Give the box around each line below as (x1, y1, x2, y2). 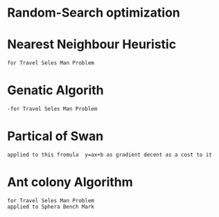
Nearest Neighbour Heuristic (7, 37, 177, 53)
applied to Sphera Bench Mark (7, 203, 95, 210)
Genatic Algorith (7, 83, 104, 98)
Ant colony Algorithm (7, 175, 133, 190)
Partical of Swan (7, 128, 104, 144)
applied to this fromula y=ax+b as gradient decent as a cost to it (7, 151, 213, 158)
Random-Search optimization (7, 5, 180, 21)
